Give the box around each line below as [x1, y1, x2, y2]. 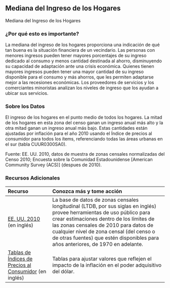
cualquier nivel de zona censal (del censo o [52, 228, 155, 235]
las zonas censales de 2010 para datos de [52, 222, 153, 229]
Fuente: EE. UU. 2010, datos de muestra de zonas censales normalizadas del [5, 151, 165, 157]
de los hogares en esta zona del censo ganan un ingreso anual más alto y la [5, 120, 163, 126]
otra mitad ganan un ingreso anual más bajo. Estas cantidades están [5, 125, 148, 131]
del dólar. [52, 268, 75, 275]
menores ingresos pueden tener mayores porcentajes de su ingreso [5, 53, 147, 59]
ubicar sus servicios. [5, 90, 49, 96]
